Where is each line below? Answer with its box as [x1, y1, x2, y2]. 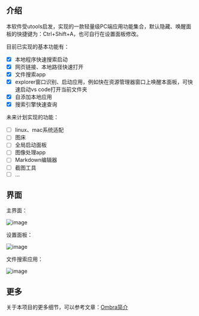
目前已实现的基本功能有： [6, 43, 70, 50]
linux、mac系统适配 [14, 127, 64, 134]
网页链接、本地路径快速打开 [14, 63, 84, 70]
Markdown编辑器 [14, 157, 58, 164]
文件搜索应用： [6, 255, 43, 263]
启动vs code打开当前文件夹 [20, 86, 88, 93]
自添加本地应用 [14, 94, 52, 101]
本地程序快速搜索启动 [14, 56, 68, 63]
